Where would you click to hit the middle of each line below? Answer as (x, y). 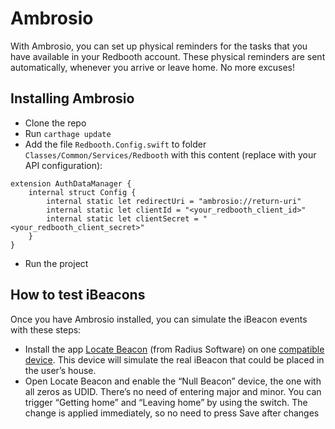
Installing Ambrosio (72, 98)
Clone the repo (55, 123)
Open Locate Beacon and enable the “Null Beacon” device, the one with (173, 381)
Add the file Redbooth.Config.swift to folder (115, 144)
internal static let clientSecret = (122, 218)
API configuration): (63, 165)
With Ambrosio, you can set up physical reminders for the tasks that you (159, 46)
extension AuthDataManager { (71, 183)
